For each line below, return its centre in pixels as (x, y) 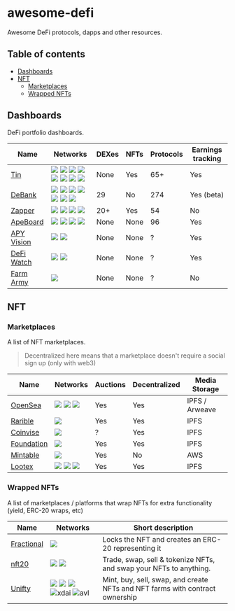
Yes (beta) (207, 195)
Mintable (25, 455)
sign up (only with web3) (60, 363)
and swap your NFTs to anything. (157, 568)
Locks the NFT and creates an (152, 539)
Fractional (27, 544)
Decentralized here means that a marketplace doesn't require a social (124, 356)
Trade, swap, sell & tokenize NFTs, (159, 559)
